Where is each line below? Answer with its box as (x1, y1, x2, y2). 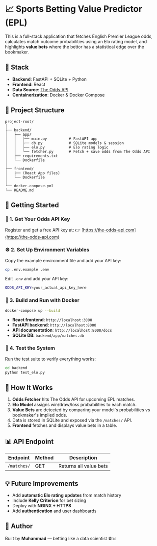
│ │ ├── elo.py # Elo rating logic (5, 145, 109, 149)
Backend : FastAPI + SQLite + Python (12, 76, 87, 82)
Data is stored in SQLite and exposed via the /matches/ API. (12, 417, 132, 423)
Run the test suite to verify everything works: (5, 356, 96, 362)
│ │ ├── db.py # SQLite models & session (5, 140, 124, 146)
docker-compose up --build (5, 308, 60, 313)
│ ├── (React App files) (5, 171, 60, 175)
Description (69, 454, 97, 461)
